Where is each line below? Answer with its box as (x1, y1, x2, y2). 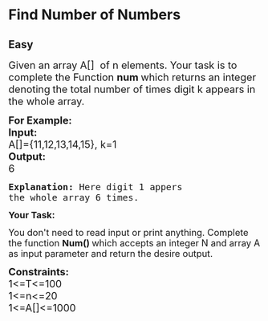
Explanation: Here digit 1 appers (8, 181, 183, 193)
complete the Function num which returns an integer (8, 71, 257, 83)
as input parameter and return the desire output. (8, 248, 213, 259)
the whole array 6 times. (8, 192, 140, 203)
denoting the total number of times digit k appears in (8, 83, 256, 95)
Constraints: (8, 266, 70, 278)
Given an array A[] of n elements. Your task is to (8, 59, 238, 71)
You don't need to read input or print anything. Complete (8, 227, 249, 238)
